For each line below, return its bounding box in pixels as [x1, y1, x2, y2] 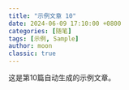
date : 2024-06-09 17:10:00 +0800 [8, 19, 122, 28]
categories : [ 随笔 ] [8, 27, 72, 35]
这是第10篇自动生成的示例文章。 [8, 73, 116, 82]
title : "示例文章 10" [8, 11, 77, 20]
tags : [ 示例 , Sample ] [8, 34, 80, 43]
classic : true [8, 49, 57, 58]
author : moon [8, 42, 53, 50]
